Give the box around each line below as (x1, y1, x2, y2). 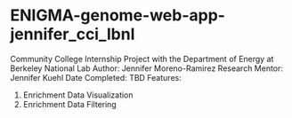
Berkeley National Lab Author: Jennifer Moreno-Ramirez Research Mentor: (10, 63, 284, 74)
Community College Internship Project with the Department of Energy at (10, 53, 274, 64)
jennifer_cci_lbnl (10, 24, 135, 44)
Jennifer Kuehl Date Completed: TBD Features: (10, 72, 182, 83)
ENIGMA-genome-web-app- (10, 5, 226, 26)
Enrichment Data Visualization (22, 90, 134, 100)
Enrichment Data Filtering (22, 98, 117, 109)
